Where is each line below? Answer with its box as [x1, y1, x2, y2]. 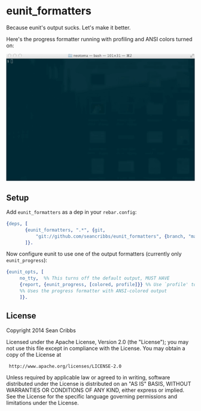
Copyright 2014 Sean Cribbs [6, 327, 76, 334]
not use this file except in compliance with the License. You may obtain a [6, 345, 185, 352]
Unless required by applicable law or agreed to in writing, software [6, 373, 170, 381]
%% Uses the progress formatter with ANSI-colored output [19, 288, 167, 294]
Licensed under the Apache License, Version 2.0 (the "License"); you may [6, 338, 189, 345]
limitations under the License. [6, 399, 79, 406]
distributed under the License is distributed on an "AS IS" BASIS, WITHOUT [6, 380, 191, 387]
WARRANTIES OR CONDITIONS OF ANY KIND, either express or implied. [6, 387, 184, 394]
